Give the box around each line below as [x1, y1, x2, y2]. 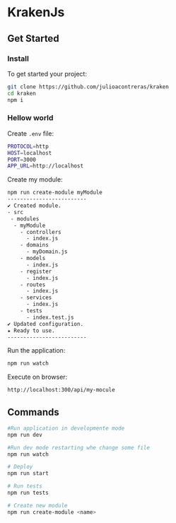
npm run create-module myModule [7, 189, 102, 196]
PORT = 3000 [7, 156, 37, 163]
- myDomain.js [25, 248, 69, 255]
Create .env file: [7, 129, 54, 138]
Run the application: [7, 346, 66, 355]
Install [7, 54, 30, 64]
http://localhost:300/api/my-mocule [7, 387, 115, 394]
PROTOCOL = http [7, 143, 49, 150]
